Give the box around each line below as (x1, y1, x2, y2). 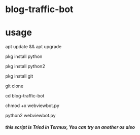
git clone (5, 83, 24, 89)
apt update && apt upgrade (5, 44, 62, 50)
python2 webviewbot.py (5, 113, 56, 119)
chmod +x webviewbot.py (5, 103, 60, 109)
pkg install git (5, 73, 33, 79)
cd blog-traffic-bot (5, 93, 45, 99)
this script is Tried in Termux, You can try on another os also (5, 124, 135, 130)
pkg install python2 (5, 63, 46, 70)
